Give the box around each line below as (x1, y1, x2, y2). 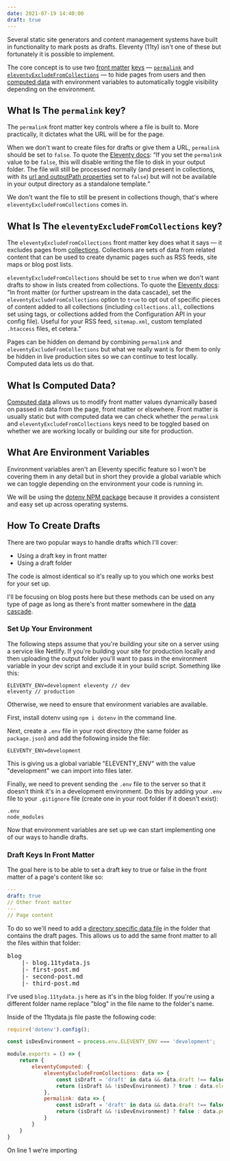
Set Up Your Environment (7, 624, 92, 634)
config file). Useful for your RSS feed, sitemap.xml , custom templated (7, 317, 203, 326)
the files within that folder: (7, 938, 81, 946)
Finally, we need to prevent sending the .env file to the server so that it (7, 779, 206, 788)
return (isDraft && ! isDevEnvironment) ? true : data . (55, 1082, 216, 1090)
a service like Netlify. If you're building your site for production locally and (7, 647, 216, 655)
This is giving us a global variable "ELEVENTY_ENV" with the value (7, 759, 196, 768)
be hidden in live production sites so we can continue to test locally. (7, 352, 199, 360)
